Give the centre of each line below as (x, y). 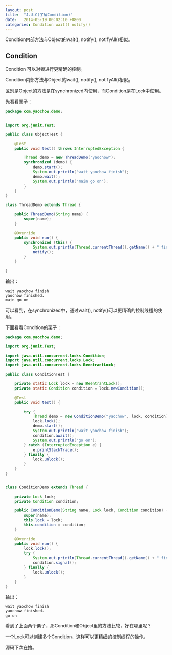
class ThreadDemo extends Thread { (43, 205)
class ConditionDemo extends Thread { (47, 487)
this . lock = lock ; (43, 520)
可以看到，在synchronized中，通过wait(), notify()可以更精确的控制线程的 (82, 310)
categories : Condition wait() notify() (48, 24)
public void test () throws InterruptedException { (70, 148)
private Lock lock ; (35, 497)
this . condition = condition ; (55, 525)
